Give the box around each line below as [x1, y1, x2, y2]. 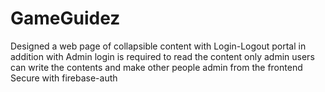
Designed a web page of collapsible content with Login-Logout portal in [10, 40, 307, 52]
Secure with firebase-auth [10, 72, 118, 84]
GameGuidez [10, 7, 121, 30]
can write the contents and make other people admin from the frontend [10, 61, 303, 73]
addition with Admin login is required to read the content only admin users [10, 50, 315, 62]
